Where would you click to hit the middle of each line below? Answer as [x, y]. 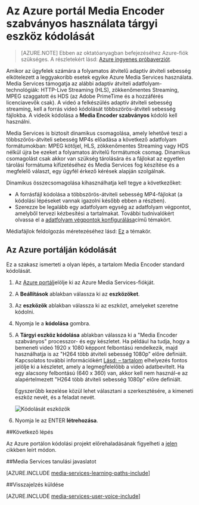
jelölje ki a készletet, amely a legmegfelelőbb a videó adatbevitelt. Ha [99, 367]
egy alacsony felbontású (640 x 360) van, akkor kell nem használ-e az [101, 373]
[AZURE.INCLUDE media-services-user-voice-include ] [73, 496]
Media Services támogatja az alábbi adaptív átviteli [69, 83]
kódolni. [24, 312]
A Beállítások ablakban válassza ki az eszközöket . [77, 294]
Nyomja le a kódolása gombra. [52, 323]
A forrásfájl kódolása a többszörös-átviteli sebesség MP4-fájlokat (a [99, 194]
